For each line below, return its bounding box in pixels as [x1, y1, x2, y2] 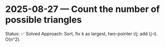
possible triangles [5, 14, 82, 25]
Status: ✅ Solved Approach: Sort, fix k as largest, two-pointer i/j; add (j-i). [5, 30, 158, 36]
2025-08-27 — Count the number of [5, 3, 160, 15]
